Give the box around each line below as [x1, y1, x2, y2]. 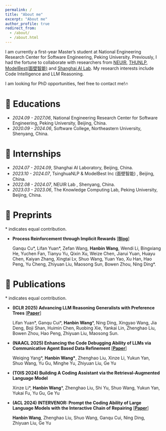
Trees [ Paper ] [12, 310, 42, 316]
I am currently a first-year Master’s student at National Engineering [5, 48, 141, 55]
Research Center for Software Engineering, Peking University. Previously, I [5, 54, 157, 60]
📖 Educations [5, 98, 61, 110]
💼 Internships [5, 148, 61, 159]
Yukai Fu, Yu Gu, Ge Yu [12, 390, 60, 396]
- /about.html [9, 35, 39, 40]
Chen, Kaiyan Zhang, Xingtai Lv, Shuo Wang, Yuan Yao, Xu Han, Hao [12, 256, 152, 262]
